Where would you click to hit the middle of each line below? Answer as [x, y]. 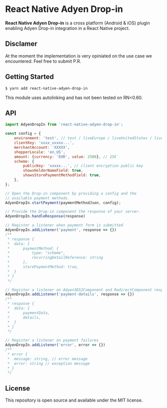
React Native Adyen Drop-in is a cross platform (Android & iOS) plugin [78, 23]
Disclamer [21, 44]
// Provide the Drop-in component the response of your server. [73, 212]
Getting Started [30, 77]
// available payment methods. [38, 198]
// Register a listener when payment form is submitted [64, 225]
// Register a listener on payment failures [52, 340]
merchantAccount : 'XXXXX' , [42, 147]
